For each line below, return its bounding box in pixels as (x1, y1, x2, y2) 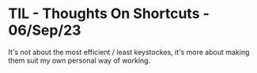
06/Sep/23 (8, 21, 81, 39)
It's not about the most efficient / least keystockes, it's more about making (8, 47, 250, 57)
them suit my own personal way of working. (8, 56, 151, 65)
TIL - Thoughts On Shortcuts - (8, 5, 210, 23)
